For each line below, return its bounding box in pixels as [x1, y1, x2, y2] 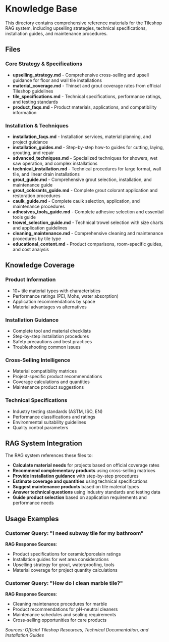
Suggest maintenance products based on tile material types [12, 484, 139, 490]
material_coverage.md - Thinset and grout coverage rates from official [12, 82, 161, 88]
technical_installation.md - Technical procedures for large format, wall [12, 165, 161, 172]
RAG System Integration [5, 439, 82, 447]
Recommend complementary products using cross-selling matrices [12, 468, 155, 474]
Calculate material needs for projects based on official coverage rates [12, 462, 160, 468]
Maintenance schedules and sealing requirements [12, 612, 117, 618]
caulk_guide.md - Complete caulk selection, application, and [12, 198, 140, 204]
